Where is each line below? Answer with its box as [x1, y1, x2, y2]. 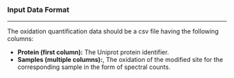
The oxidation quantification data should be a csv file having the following [7, 27, 219, 36]
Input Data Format [7, 5, 70, 15]
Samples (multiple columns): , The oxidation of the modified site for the [17, 56, 224, 64]
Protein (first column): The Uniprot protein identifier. [17, 48, 169, 56]
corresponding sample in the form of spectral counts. [17, 63, 171, 71]
